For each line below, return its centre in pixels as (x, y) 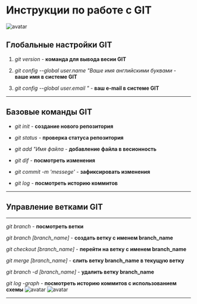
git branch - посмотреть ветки (45, 227)
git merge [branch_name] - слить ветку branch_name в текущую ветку (95, 261)
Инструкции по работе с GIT (79, 10)
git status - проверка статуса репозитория (69, 137)
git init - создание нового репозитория (64, 126)
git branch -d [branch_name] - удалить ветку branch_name (80, 272)
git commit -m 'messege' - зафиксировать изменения (82, 171)
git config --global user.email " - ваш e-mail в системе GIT (87, 88)
